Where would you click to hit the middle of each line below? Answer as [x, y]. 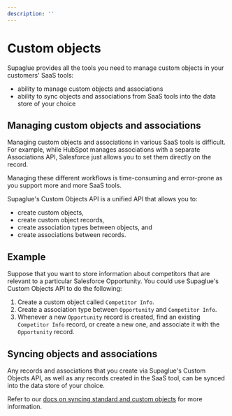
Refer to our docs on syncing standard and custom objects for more [105, 399]
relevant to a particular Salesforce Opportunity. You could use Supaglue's [113, 281]
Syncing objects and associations [82, 354]
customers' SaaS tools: [41, 75]
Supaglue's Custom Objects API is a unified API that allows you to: [102, 199]
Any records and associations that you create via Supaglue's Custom [107, 371]
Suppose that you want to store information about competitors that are [109, 274]
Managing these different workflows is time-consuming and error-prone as [115, 178]
